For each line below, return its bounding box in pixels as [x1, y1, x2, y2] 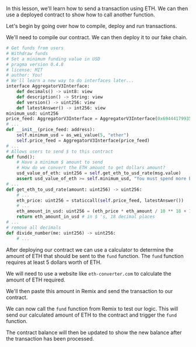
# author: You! [6, 73, 43, 78]
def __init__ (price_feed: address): [6, 127, 95, 133]
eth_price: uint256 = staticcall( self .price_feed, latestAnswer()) [16, 197, 184, 204]
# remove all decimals [6, 225, 61, 231]
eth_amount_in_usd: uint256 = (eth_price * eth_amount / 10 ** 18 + [16, 208, 187, 214]
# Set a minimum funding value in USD [6, 56, 100, 62]
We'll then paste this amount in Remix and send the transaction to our [6, 287, 173, 294]
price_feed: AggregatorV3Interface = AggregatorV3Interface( [6, 116, 158, 122]
